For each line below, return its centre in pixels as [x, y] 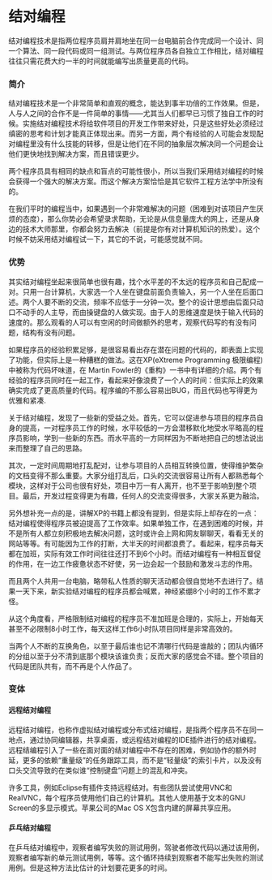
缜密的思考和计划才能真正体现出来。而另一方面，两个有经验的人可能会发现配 [136, 134]
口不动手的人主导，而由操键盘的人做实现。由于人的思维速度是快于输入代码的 [136, 312]
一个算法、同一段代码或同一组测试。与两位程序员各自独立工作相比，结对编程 [136, 50]
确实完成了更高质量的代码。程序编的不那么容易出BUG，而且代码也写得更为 [133, 390]
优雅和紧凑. [28, 400]
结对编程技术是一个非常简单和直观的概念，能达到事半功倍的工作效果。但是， [136, 103]
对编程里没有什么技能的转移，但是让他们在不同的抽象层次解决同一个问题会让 [136, 144]
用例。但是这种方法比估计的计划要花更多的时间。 [90, 867]
